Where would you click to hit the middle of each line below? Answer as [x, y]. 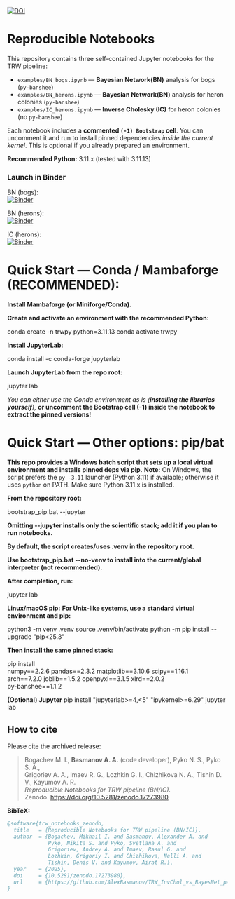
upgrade [20, 637]
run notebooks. [30, 533]
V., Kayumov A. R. [50, 782]
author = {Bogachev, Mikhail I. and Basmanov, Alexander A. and [111, 837]
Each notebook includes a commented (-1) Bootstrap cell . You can [105, 130]
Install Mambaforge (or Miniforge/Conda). [70, 304]
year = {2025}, [41, 870]
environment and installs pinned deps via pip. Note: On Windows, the [109, 470]
